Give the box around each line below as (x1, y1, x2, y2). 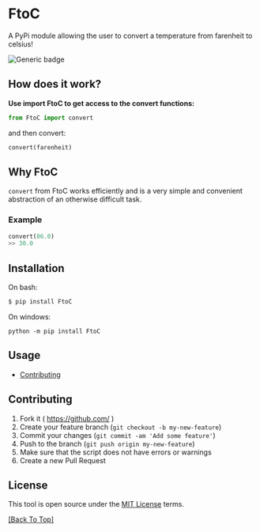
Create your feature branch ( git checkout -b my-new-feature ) (19, 422, 222, 432)
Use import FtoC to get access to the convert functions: (8, 98, 195, 108)
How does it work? (8, 77, 102, 91)
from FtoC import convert (8, 114, 93, 122)
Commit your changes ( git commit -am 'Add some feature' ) (19, 430, 216, 440)
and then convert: (8, 128, 66, 138)
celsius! (8, 39, 34, 48)
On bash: (8, 282, 38, 292)
